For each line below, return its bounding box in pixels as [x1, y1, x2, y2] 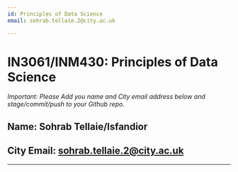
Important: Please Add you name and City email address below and [7, 92, 205, 101]
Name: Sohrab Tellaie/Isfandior [7, 120, 148, 132]
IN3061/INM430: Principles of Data [7, 54, 218, 70]
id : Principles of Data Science [7, 10, 103, 18]
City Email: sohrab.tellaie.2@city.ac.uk [7, 145, 184, 157]
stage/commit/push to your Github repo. [7, 100, 125, 109]
